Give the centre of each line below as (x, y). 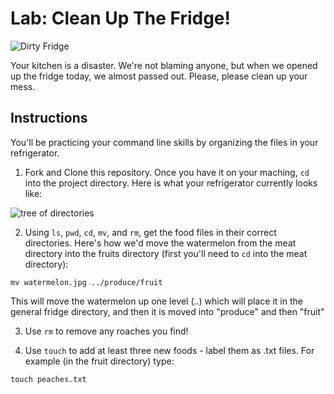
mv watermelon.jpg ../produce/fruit (86, 282)
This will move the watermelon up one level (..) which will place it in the (156, 301)
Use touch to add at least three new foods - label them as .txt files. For (169, 350)
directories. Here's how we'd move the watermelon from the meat (160, 243)
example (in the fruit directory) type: (99, 361)
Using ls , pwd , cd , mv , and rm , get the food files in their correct (150, 232)
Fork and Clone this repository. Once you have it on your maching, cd (167, 172)
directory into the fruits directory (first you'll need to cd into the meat (166, 253)
